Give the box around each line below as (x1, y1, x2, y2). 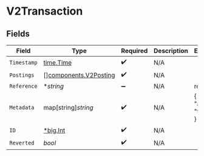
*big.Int (43, 126, 66, 135)
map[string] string (43, 104, 93, 112)
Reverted (9, 139, 35, 146)
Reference (9, 83, 38, 90)
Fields (6, 29, 30, 39)
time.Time (43, 58, 72, 66)
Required (121, 47, 148, 55)
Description (154, 47, 188, 55)
